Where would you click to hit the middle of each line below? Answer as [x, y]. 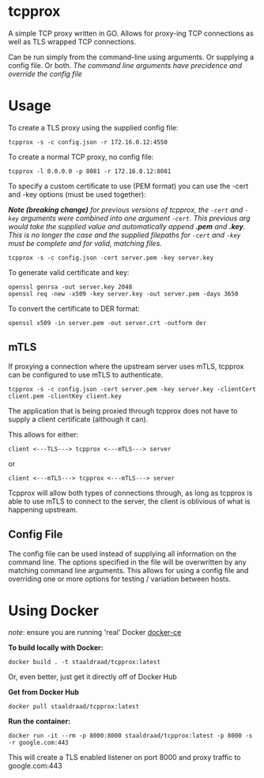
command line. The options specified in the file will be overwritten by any [127, 562]
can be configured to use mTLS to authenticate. [86, 375]
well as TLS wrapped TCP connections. [72, 41]
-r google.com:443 [38, 743]
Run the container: [40, 721]
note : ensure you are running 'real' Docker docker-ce [95, 633]
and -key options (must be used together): [77, 194]
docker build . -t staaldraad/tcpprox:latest [84, 663]
